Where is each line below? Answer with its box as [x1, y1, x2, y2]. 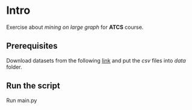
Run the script [6, 81, 60, 91]
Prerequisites [6, 41, 58, 51]
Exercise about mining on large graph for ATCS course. [6, 23, 144, 31]
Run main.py [6, 97, 37, 104]
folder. [6, 63, 22, 70]
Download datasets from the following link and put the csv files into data [6, 57, 187, 64]
